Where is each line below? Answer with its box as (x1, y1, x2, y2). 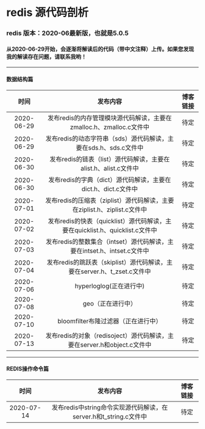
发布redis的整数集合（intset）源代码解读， (45, 237, 168, 246)
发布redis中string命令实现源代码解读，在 (51, 403, 168, 411)
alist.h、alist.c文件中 (80, 164, 139, 172)
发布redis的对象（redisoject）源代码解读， (45, 331, 168, 340)
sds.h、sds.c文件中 (88, 143, 144, 152)
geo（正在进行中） (82, 299, 137, 307)
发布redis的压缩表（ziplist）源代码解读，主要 (45, 196, 174, 205)
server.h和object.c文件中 (80, 340, 151, 349)
